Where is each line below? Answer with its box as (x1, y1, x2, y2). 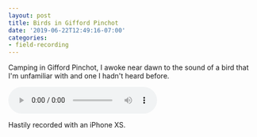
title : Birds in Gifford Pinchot (8, 19, 119, 27)
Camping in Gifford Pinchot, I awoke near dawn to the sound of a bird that (8, 63, 249, 72)
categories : (8, 33, 48, 42)
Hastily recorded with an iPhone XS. (8, 120, 126, 130)
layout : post (8, 11, 52, 20)
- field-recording (8, 41, 69, 49)
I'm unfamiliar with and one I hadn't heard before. (8, 71, 170, 81)
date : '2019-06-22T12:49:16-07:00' (8, 26, 126, 34)
